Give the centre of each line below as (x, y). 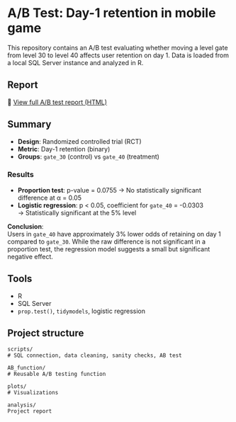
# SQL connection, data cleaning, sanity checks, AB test (95, 355)
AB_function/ (27, 368)
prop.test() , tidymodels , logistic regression (81, 311)
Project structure (46, 333)
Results (21, 175)
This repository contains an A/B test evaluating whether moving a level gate (118, 47)
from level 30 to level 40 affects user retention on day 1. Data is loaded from (118, 55)
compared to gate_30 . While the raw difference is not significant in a (107, 241)
